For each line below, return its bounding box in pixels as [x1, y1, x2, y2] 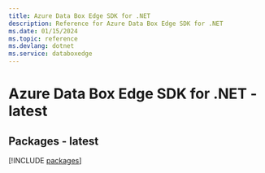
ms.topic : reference [8, 34, 79, 43]
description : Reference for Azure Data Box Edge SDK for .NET [8, 19, 224, 28]
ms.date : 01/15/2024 [8, 27, 79, 35]
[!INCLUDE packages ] [8, 156, 82, 165]
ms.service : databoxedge [8, 50, 93, 58]
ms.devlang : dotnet [8, 42, 75, 50]
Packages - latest [8, 134, 99, 148]
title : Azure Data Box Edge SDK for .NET [8, 11, 151, 20]
